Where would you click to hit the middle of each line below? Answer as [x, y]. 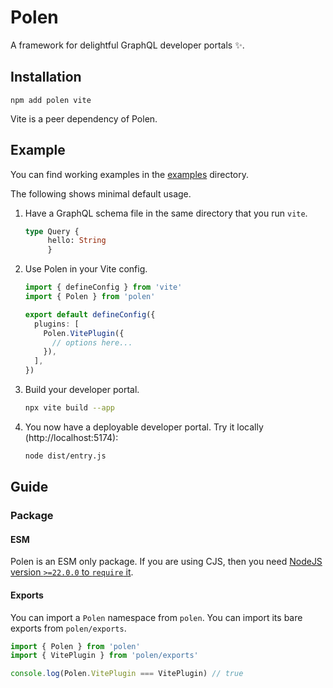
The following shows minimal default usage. [101, 193]
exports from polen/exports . [68, 628]
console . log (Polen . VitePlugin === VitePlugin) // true [127, 674]
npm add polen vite [51, 100]
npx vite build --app [69, 408]
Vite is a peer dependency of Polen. [84, 118]
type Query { [52, 231]
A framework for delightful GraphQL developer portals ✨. [127, 45]
